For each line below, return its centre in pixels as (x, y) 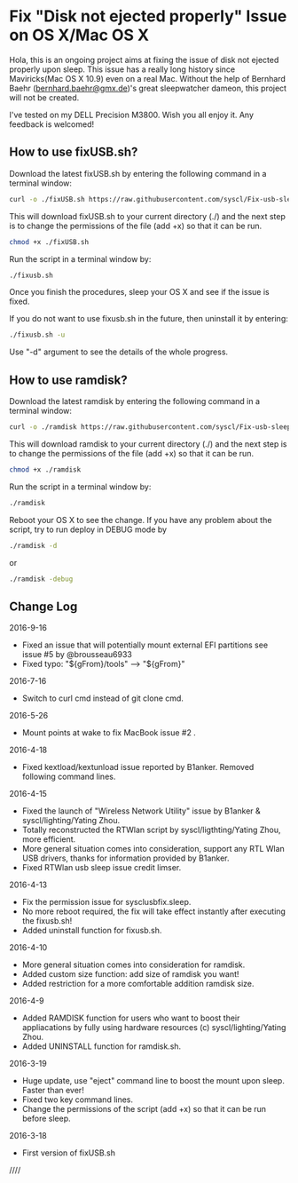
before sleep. (46, 1119)
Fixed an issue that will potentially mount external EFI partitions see (145, 645)
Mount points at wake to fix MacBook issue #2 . (109, 733)
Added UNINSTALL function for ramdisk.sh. (102, 1046)
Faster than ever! (53, 1091)
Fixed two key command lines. (78, 1100)
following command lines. (69, 777)
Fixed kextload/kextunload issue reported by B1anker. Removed (138, 767)
